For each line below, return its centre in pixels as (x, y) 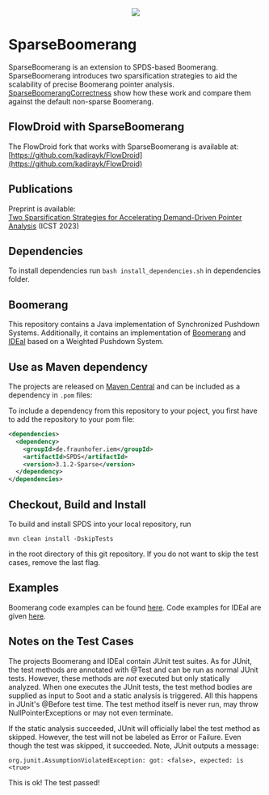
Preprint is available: (42, 208)
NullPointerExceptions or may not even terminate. (91, 712)
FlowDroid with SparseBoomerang (97, 127)
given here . (27, 616)
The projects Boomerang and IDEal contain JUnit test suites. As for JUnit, (130, 661)
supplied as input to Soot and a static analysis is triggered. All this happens (133, 695)
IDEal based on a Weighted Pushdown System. (86, 342)
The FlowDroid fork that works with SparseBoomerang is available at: (124, 147)
